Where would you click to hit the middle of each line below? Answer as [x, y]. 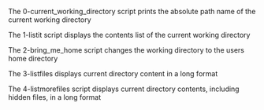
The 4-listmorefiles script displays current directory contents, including [124, 89]
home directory [33, 59]
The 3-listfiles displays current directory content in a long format [113, 73]
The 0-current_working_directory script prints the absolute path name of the [132, 11]
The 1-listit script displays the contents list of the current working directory [129, 35]
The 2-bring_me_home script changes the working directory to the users [126, 50]
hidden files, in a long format [55, 97]
